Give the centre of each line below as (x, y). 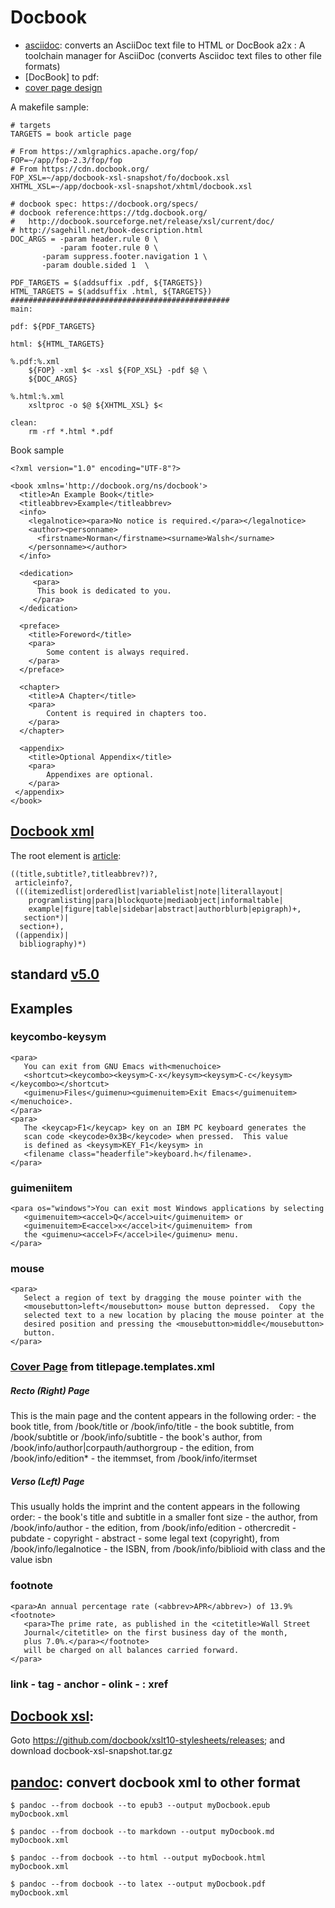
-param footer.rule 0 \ (109, 247)
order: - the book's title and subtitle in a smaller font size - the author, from (164, 1517)
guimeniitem (41, 1188)
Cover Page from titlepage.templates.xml (113, 1367)
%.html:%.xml (37, 396)
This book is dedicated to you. (104, 591)
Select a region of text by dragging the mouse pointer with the (162, 1298)
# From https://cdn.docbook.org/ (80, 169)
